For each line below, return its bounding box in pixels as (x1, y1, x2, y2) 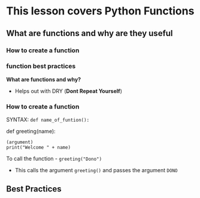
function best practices (6, 62, 76, 70)
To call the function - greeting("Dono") (6, 155, 102, 163)
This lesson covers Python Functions (6, 4, 195, 18)
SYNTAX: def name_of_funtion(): (6, 116, 90, 124)
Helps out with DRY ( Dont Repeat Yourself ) (14, 87, 123, 94)
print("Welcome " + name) (6, 145, 71, 151)
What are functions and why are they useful (6, 28, 173, 38)
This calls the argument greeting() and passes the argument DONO (14, 167, 178, 174)
